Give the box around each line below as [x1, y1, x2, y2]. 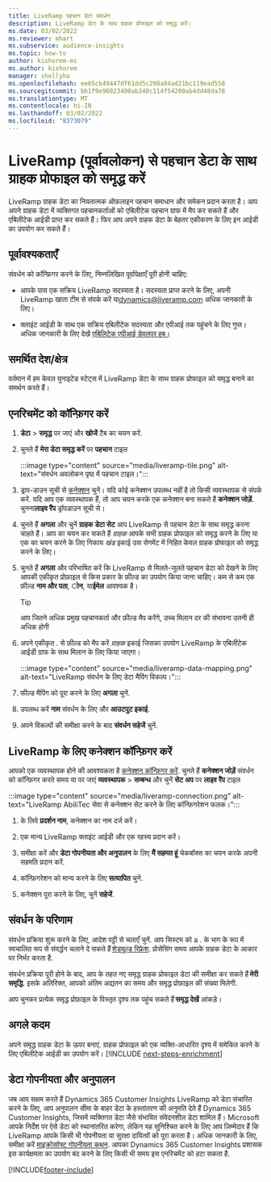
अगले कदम [8, 1018, 50, 1032]
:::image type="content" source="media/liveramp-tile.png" [19, 461, 216, 471]
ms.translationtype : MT [8, 94, 89, 103]
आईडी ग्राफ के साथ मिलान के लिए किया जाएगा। [19, 648, 141, 657]
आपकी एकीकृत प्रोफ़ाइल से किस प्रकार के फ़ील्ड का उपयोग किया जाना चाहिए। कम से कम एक [19, 572, 256, 582]
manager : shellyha [8, 72, 70, 80]
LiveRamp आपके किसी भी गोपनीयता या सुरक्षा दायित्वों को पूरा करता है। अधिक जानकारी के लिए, [8, 1130, 258, 1140]
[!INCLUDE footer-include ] [8, 1164, 94, 1175]
